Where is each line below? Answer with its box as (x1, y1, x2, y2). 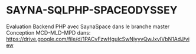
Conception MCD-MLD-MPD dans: (6, 29, 91, 36)
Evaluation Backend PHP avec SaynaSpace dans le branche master (6, 23, 170, 30)
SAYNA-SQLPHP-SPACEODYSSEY (6, 4, 178, 17)
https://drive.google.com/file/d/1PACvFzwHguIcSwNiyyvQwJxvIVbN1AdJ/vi (6, 35, 190, 42)
